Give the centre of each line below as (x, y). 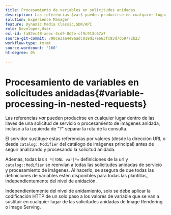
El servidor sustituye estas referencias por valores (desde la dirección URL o (85, 139)
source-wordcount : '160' (32, 48)
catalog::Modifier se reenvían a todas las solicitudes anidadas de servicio (84, 165)
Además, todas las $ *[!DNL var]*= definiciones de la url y (67, 159)
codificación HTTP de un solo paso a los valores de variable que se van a (82, 196)
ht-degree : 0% (20, 52)
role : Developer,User (28, 29)
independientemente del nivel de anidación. (51, 181)
